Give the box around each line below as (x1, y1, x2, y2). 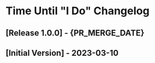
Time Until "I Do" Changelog (5, 4, 150, 18)
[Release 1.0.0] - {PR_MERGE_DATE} (5, 28, 145, 38)
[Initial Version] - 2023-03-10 (5, 48, 119, 58)
